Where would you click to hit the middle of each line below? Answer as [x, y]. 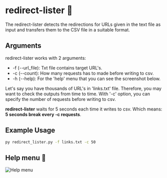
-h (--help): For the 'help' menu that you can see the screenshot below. [87, 79]
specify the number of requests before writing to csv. [61, 99]
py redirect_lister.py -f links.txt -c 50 [50, 142]
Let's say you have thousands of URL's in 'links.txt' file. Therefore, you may [83, 88]
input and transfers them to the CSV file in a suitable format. [68, 29]
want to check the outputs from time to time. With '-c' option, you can [78, 94]
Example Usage [30, 131]
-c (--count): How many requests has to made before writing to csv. [83, 73]
